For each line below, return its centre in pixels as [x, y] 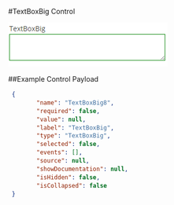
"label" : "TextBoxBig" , [75, 128]
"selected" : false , [68, 145]
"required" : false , [68, 111]
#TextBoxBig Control [42, 11]
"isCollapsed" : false [72, 185]
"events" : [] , [59, 152]
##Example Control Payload [54, 79]
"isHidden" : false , [68, 177]
